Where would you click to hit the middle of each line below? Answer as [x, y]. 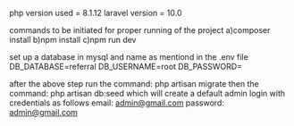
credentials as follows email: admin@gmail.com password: [117, 103]
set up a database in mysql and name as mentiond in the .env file [129, 57]
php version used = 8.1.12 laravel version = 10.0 [96, 13]
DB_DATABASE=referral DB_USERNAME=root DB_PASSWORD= [126, 67]
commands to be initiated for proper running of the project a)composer [140, 30]
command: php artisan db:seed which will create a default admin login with [147, 93]
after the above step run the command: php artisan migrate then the [134, 84]
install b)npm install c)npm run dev [73, 40]
